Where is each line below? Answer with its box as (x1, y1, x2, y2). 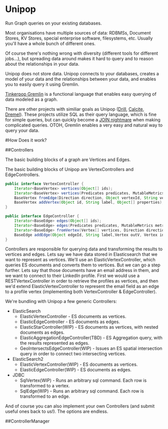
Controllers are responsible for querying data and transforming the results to (5, 246, 163, 252)
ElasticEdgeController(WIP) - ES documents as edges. (19, 367, 131, 373)
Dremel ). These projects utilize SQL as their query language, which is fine (5, 111, 156, 117)
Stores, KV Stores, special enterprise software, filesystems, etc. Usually (5, 35, 153, 41)
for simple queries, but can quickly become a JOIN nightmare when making (5, 116, 161, 122)
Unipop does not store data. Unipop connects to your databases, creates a (5, 70, 159, 76)
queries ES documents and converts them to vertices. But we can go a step (5, 262, 160, 268)
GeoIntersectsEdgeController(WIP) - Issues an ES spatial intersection (19, 345, 162, 352)
